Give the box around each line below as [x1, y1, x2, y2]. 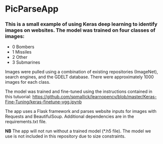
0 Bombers [12, 44, 35, 50]
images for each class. [5, 79, 51, 85]
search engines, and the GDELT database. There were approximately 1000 [5, 74, 154, 80]
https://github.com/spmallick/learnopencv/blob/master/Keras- [32, 94, 157, 100]
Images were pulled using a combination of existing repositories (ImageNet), [5, 69, 158, 75]
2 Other [12, 54, 28, 60]
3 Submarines [12, 59, 40, 65]
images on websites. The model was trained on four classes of [5, 27, 156, 34]
